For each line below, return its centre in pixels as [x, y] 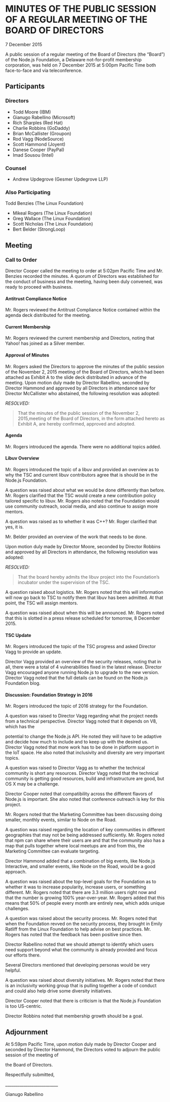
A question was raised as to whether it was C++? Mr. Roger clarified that [81, 521]
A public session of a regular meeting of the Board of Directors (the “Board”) [85, 54]
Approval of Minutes [27, 355]
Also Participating [28, 192]
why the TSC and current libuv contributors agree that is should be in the [81, 475]
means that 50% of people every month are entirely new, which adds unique [85, 903]
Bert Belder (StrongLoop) [39, 229]
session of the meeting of [32, 1055]
